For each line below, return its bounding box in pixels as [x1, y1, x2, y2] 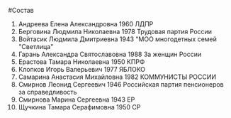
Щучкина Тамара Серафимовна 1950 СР [18, 103, 141, 111]
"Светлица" [18, 43, 54, 50]
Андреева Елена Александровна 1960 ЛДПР [18, 20, 154, 28]
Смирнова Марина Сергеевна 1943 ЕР [18, 95, 135, 104]
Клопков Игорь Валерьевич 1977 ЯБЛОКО [18, 65, 146, 73]
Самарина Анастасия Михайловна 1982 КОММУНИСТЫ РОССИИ [18, 73, 217, 81]
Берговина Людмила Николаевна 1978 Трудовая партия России [18, 28, 212, 36]
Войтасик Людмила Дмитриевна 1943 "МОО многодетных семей [18, 35, 217, 43]
